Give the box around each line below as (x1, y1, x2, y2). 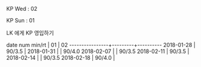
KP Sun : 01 (6, 17, 35, 24)
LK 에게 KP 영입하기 (6, 30, 54, 36)
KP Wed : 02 (6, 5, 38, 12)
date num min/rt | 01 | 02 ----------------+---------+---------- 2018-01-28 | (6, 42, 196, 48)
